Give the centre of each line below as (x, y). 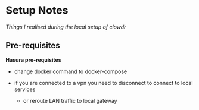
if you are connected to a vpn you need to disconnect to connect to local (103, 83)
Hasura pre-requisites (34, 59)
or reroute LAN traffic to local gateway (70, 100)
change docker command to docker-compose (71, 71)
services (25, 89)
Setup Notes (37, 10)
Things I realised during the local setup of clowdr (66, 27)
